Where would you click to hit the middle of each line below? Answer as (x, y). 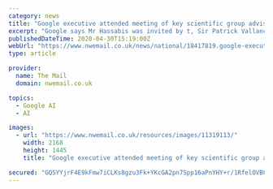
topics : (22, 98)
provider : (25, 69)
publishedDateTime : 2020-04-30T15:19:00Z (80, 39)
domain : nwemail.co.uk (54, 83)
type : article (32, 54)
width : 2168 (43, 143)
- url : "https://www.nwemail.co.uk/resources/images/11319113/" (127, 135)
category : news (34, 16)
